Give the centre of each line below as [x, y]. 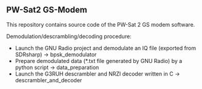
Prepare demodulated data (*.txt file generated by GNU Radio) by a [99, 61]
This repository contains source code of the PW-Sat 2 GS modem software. [101, 24]
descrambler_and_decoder [49, 80]
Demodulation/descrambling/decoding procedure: [69, 36]
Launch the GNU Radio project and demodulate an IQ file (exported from [105, 48]
